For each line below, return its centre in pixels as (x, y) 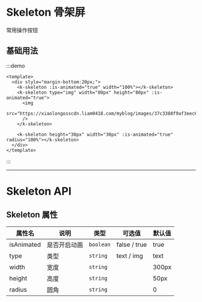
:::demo (16, 65)
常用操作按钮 (22, 30)
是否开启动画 (65, 245)
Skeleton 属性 (32, 215)
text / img (130, 256)
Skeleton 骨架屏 (46, 12)
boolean (100, 244)
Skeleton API (39, 191)
